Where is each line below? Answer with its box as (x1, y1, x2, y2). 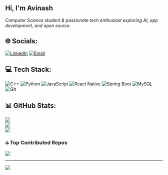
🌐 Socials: (5, 37, 38, 45)
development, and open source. (5, 22, 71, 28)
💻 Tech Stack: (5, 65, 51, 74)
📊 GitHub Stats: (5, 101, 56, 110)
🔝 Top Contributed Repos (5, 139, 67, 146)
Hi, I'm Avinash (5, 4, 53, 12)
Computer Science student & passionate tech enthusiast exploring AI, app (5, 17, 158, 23)
